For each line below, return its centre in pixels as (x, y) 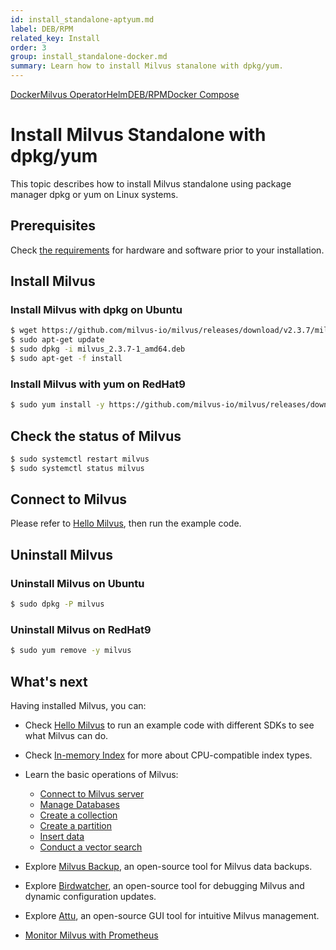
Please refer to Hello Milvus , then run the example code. (126, 523)
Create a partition (76, 826)
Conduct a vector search (91, 847)
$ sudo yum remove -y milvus (71, 651)
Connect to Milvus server (92, 794)
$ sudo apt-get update (57, 340)
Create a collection (78, 815)
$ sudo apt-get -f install (66, 359)
